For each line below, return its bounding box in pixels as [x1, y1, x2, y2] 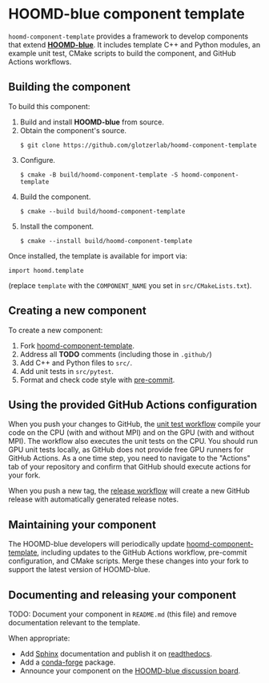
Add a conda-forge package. [19, 657, 116, 667]
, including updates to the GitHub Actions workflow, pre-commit [37, 547, 247, 558]
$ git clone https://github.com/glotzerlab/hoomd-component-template [19, 141, 258, 149]
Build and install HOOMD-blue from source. [19, 117, 164, 127]
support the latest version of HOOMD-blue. [8, 565, 151, 575]
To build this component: [8, 101, 90, 111]
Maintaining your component [8, 518, 156, 531]
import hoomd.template [8, 266, 84, 274]
